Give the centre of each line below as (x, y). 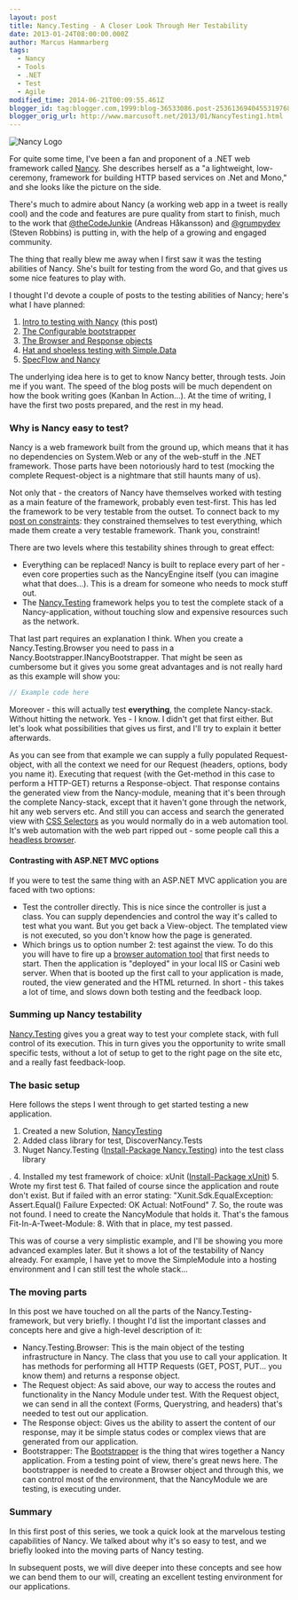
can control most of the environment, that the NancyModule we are (145, 1479)
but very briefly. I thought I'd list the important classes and (160, 1321)
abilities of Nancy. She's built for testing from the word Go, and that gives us (149, 269)
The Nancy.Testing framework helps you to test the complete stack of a (153, 603)
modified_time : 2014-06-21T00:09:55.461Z (87, 100)
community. (31, 242)
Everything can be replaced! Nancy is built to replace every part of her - (153, 565)
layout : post (33, 17)
